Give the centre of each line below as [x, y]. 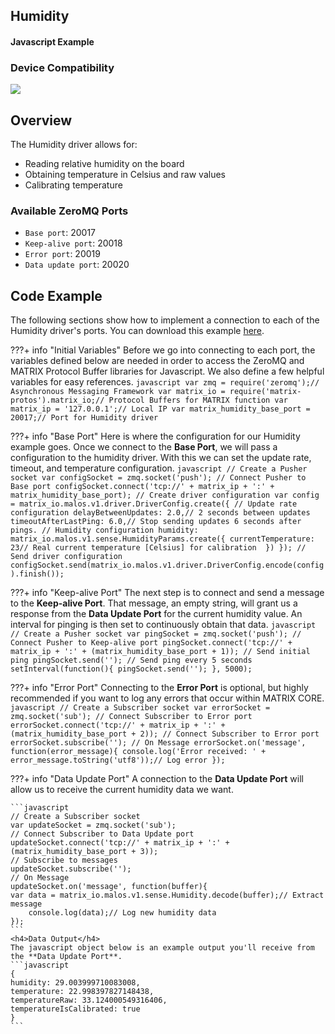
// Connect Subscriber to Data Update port [102, 834]
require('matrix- [265, 392]
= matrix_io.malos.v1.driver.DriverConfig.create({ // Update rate [154, 504]
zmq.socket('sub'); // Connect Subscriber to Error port [131, 717]
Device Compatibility [62, 67]
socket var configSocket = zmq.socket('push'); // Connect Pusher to [158, 478]
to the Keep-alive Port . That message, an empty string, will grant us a [154, 603]
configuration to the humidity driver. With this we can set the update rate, [161, 458]
